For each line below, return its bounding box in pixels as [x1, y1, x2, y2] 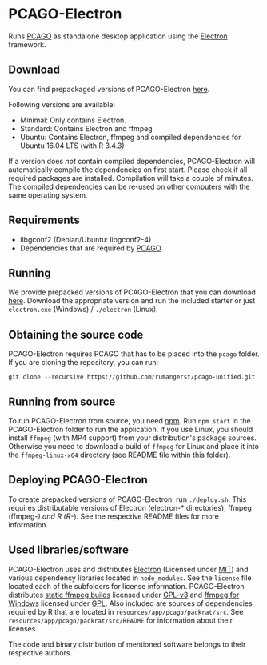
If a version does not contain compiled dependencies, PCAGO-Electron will [8, 156, 256, 166]
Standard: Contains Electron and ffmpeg [19, 123, 153, 133]
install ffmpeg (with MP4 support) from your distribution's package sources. [8, 433, 257, 443]
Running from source [8, 395, 116, 408]
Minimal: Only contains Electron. [19, 115, 126, 125]
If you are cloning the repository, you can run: [8, 358, 159, 367]
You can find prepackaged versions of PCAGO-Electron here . [8, 84, 210, 94]
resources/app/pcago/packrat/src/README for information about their [8, 615, 233, 625]
